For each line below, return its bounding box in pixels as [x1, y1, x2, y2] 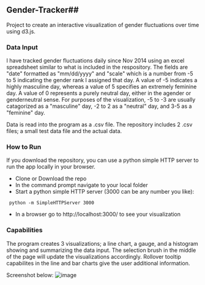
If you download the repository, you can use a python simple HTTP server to [6, 156, 199, 164]
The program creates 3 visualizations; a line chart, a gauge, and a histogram [6, 240, 199, 247]
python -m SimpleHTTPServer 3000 [9, 200, 95, 206]
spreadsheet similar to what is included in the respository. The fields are [6, 64, 188, 71]
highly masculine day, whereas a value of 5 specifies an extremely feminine [6, 83, 197, 91]
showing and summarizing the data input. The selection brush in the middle [6, 246, 196, 254]
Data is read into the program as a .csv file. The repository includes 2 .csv [6, 121, 193, 128]
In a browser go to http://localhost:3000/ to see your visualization [15, 211, 181, 218]
